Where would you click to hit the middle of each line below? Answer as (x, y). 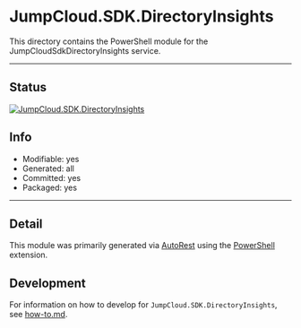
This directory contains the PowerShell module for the (109, 41)
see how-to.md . (39, 315)
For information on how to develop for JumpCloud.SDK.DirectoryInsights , (143, 305)
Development (48, 283)
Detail (26, 224)
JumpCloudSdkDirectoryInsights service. (85, 50)
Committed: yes (52, 177)
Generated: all (48, 168)
